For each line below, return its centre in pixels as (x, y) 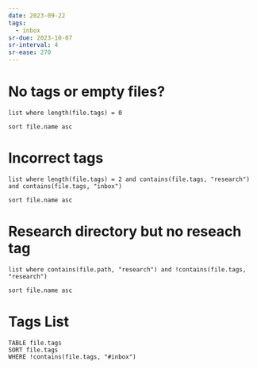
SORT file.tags (33, 350)
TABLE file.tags (35, 343)
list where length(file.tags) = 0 (65, 113)
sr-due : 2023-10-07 (40, 38)
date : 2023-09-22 (37, 15)
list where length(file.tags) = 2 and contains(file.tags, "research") (129, 179)
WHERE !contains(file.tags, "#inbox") (72, 357)
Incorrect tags (56, 158)
